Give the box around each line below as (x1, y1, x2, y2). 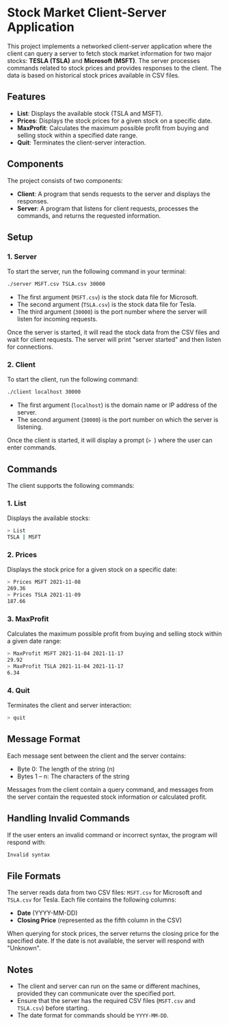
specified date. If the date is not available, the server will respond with (7, 937, 205, 945)
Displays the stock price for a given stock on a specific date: (7, 565, 178, 573)
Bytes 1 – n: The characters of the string (16, 772, 130, 780)
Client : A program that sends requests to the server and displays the (16, 190, 211, 198)
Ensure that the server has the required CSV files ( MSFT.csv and (16, 997, 196, 1005)
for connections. (7, 343, 53, 351)
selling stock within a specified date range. (16, 131, 138, 139)
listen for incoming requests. (16, 315, 98, 323)
